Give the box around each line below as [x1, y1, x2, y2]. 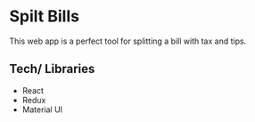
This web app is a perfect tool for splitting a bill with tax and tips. [9, 36, 247, 46]
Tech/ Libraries [9, 61, 95, 77]
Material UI [21, 104, 63, 115]
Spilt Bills [9, 6, 80, 27]
